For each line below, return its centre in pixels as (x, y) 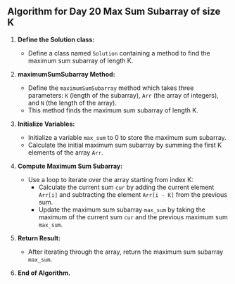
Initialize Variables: (46, 124)
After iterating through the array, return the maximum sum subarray (126, 252)
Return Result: (39, 238)
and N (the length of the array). (72, 103)
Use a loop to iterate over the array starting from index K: (110, 179)
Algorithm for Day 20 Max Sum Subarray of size (114, 12)
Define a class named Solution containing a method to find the (119, 53)
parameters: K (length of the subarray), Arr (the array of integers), (123, 95)
